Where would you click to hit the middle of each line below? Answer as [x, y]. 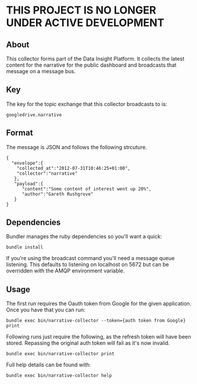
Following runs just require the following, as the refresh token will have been [98, 337]
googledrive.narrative [34, 115]
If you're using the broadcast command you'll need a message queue [91, 258]
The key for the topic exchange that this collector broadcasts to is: [87, 104]
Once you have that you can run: [46, 310]
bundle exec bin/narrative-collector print [60, 354]
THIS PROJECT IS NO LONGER [81, 10]
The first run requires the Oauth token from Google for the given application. [99, 304]
